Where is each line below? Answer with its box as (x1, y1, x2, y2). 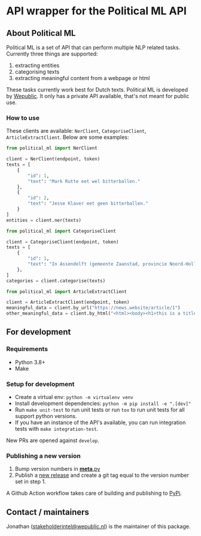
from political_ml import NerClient (6, 145, 98, 151)
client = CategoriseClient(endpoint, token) (6, 239, 119, 245)
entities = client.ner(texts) (6, 217, 82, 223)
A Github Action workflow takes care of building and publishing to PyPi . (6, 489, 182, 497)
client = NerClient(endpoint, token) (6, 156, 100, 162)
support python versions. (14, 413, 77, 420)
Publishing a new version (6, 452, 81, 460)
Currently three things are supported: (6, 50, 98, 57)
